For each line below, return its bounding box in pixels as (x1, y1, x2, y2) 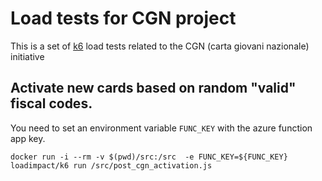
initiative (10, 50, 45, 62)
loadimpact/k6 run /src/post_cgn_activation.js (10, 160, 213, 171)
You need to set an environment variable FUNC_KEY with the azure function (10, 122, 313, 134)
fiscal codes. (10, 95, 93, 112)
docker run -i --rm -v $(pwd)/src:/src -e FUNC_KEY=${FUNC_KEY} (10, 152, 288, 162)
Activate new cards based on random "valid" (10, 80, 297, 97)
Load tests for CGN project (10, 7, 237, 30)
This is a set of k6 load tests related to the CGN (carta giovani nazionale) (10, 40, 310, 52)
